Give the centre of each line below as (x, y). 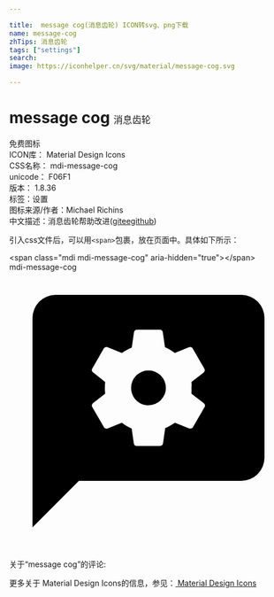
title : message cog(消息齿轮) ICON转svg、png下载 (99, 25)
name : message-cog (43, 33)
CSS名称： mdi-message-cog (64, 166)
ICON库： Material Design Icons (67, 154)
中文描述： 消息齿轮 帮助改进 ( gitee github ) (83, 221)
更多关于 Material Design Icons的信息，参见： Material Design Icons (133, 583)
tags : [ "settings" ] (45, 50)
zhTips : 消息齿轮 (38, 42)
